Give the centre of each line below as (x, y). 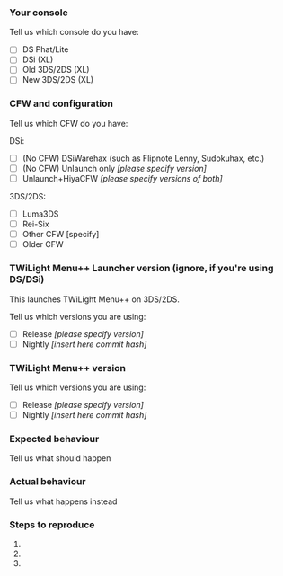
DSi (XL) (38, 59)
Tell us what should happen (60, 458)
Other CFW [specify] (61, 235)
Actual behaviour (48, 482)
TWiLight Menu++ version (67, 368)
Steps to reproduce (52, 525)
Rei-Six (35, 224)
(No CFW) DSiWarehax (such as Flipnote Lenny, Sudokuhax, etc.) (143, 158)
